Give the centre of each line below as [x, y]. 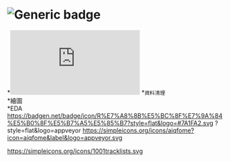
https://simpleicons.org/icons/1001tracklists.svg [75, 151]
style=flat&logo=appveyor [44, 130]
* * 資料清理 [86, 92]
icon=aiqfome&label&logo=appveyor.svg [65, 137]
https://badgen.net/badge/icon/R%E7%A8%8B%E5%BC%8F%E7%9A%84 [115, 115]
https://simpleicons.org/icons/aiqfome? [138, 130]
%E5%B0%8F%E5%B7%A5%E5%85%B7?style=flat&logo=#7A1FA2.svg [111, 123]
